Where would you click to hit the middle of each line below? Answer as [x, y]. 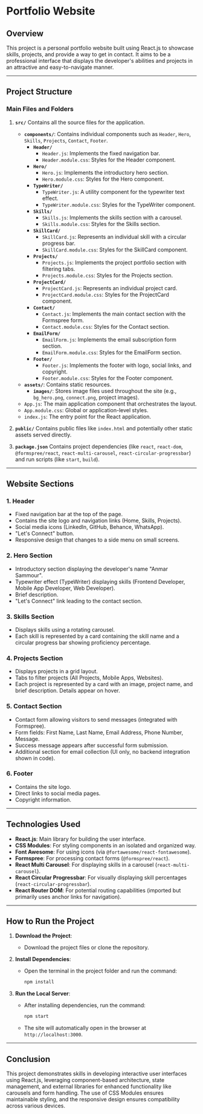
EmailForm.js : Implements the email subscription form [109, 339]
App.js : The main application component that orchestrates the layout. [110, 404]
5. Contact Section [34, 707]
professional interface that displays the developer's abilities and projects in [100, 61]
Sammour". [29, 575]
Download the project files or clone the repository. [86, 948]
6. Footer [20, 774]
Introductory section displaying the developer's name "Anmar [91, 569]
